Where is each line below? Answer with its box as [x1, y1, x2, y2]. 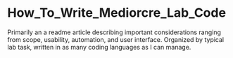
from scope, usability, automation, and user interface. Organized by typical [7, 35, 224, 43]
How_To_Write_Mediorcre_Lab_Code [7, 5, 227, 21]
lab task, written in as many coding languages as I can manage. [7, 43, 191, 51]
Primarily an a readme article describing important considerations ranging [7, 28, 222, 36]
